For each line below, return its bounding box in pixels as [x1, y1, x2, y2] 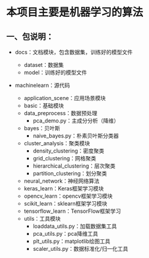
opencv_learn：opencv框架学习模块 [23, 192, 113, 200]
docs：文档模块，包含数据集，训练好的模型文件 [14, 49, 133, 55]
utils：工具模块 [23, 215, 61, 222]
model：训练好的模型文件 [23, 69, 87, 76]
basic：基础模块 [23, 102, 64, 109]
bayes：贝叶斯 [23, 125, 61, 131]
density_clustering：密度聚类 [32, 147, 105, 154]
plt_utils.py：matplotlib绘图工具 [32, 238, 111, 245]
